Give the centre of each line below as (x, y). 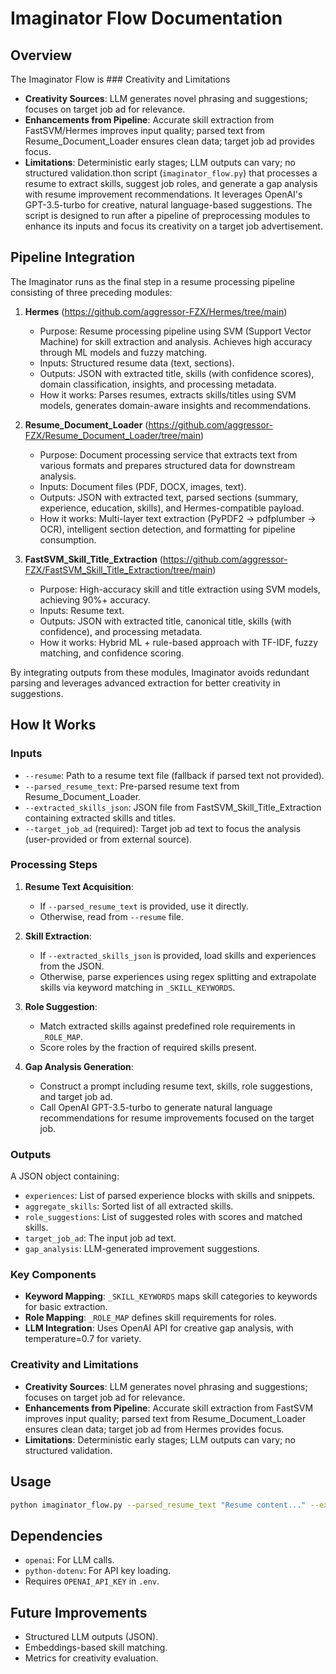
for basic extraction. (66, 1307)
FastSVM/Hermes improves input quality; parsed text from (145, 130)
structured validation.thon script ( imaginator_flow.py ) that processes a (171, 173)
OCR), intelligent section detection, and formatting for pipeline (167, 529)
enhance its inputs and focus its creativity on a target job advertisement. (173, 226)
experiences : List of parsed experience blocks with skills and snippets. (170, 1196)
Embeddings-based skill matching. (96, 1647)
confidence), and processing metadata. (121, 631)
